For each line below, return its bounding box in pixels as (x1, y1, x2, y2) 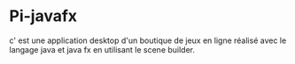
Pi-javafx (9, 6, 78, 26)
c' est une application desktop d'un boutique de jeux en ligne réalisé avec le (9, 35, 287, 46)
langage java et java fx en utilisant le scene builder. (9, 44, 196, 54)
